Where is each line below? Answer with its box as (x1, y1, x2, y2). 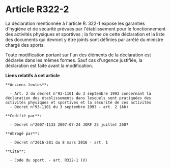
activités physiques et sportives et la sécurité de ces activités (5, 100, 152, 105)
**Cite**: (5, 149, 26, 154)
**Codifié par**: (5, 113, 42, 118)
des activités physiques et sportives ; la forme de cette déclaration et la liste (5, 31, 165, 37)
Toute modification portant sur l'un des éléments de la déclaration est (5, 52, 151, 58)
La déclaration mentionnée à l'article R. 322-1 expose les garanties (5, 20, 145, 26)
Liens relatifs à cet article (5, 72, 60, 78)
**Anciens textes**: (5, 82, 49, 87)
